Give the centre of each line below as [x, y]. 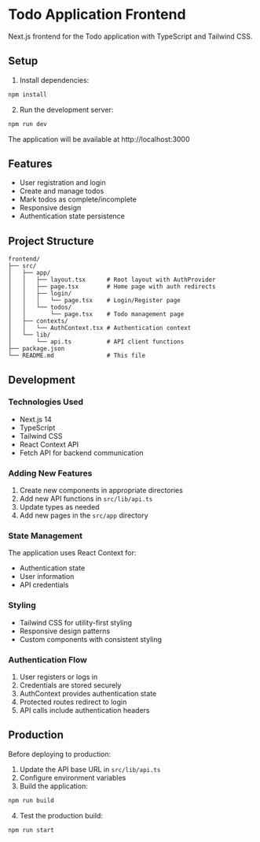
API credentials [44, 585]
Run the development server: [66, 109]
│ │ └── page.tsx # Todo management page [96, 314]
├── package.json [37, 349]
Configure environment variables [73, 777]
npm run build [31, 800]
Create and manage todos [62, 191]
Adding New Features [50, 473]
